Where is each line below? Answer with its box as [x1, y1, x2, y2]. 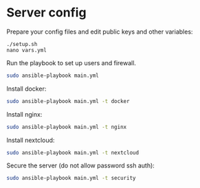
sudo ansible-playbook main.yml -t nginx [6, 124, 127, 130]
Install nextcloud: [6, 136, 55, 144]
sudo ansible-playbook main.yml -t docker [6, 97, 130, 104]
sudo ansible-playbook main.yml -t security [6, 175, 136, 182]
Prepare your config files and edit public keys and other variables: [6, 27, 193, 36]
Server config [6, 5, 87, 21]
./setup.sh [6, 40, 38, 47]
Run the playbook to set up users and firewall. [6, 58, 137, 67]
